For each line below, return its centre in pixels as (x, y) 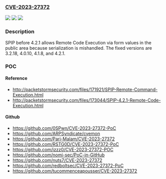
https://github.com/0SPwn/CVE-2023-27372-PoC (64, 128)
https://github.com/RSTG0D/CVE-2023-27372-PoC (66, 144)
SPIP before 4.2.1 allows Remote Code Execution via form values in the (78, 42)
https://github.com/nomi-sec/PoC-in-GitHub (58, 155)
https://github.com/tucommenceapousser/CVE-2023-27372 (75, 171)
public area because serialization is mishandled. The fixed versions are (79, 48)
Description (20, 32)
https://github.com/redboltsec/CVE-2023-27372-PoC (68, 165)
